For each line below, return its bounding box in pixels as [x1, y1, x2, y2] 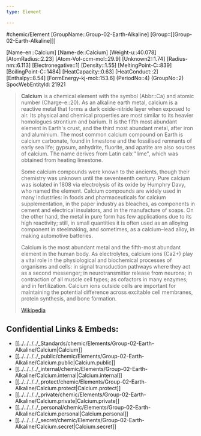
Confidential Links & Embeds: [6, 324, 119, 334]
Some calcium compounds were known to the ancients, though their [20, 168, 190, 175]
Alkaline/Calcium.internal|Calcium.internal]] [14, 372, 122, 379]
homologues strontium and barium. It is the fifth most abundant [20, 118, 177, 125]
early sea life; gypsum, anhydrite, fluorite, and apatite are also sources [20, 143, 196, 151]
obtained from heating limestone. [20, 156, 103, 163]
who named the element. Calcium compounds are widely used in [20, 187, 182, 195]
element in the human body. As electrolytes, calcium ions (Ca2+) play [20, 250, 193, 257]
